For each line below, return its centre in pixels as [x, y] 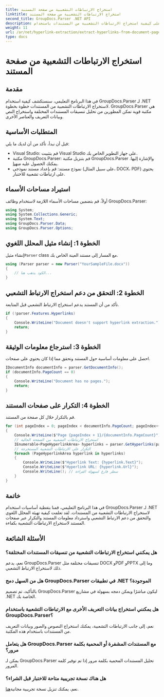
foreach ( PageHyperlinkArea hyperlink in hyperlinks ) [70, 453]
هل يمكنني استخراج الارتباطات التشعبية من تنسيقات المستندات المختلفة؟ [82, 552]
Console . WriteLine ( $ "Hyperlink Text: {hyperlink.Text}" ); [83, 462]
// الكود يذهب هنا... [33, 273]
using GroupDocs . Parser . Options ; [39, 228]
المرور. [12, 666]
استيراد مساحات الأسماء [38, 189]
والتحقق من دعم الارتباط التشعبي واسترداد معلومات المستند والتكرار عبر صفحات [78, 518]
